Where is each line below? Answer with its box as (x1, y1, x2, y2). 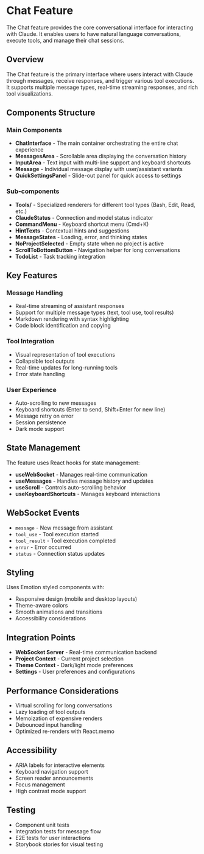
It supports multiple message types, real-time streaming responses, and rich (6, 83, 199, 91)
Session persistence (15, 419, 66, 426)
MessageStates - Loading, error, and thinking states (15, 233, 147, 240)
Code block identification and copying (15, 322, 111, 329)
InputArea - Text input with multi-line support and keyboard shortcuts (15, 159, 191, 166)
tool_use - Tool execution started (15, 530, 99, 537)
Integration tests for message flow (15, 827, 102, 835)
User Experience (6, 385, 57, 394)
